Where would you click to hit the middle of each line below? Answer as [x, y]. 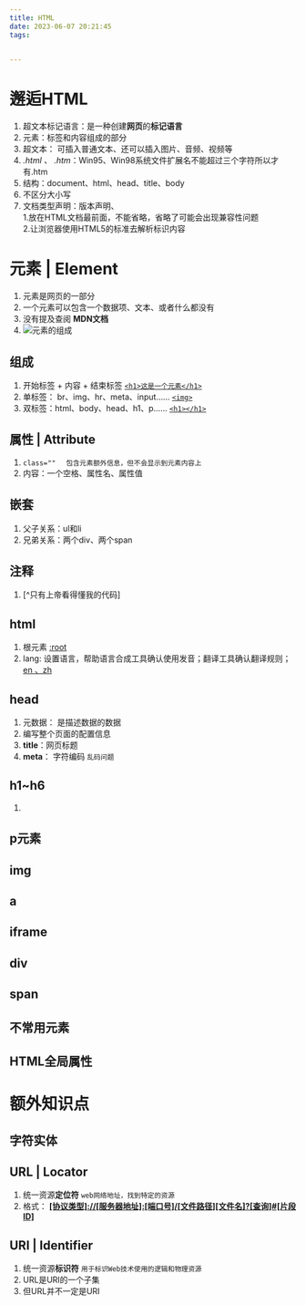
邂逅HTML [49, 99]
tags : [20, 35]
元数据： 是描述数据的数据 [71, 722]
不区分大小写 [46, 195]
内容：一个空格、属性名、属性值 [82, 473]
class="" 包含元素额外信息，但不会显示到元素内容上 [112, 463]
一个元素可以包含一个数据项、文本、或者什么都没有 [118, 307]
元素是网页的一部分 [59, 296]
